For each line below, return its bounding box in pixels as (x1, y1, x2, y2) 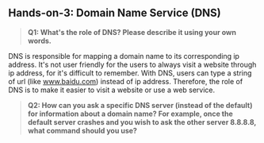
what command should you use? (27, 126, 137, 135)
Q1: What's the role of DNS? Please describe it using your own (27, 27, 236, 37)
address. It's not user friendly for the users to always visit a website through (8, 60, 257, 69)
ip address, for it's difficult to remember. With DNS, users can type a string (8, 68, 252, 78)
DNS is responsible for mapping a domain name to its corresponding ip (8, 51, 240, 60)
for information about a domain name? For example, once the (27, 109, 234, 118)
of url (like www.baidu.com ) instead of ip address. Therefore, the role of (8, 76, 243, 86)
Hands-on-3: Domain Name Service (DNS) (8, 6, 221, 20)
